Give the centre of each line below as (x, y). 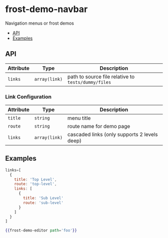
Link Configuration (28, 96)
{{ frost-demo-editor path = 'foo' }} (41, 230)
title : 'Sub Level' (43, 198)
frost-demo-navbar (46, 9)
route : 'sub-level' (43, 203)
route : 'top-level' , (35, 184)
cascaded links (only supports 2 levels (112, 135)
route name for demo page (99, 127)
